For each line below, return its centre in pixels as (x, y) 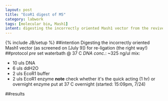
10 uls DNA (24, 63)
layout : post (19, 10)
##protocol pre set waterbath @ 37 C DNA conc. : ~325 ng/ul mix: (73, 53)
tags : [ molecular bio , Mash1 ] (37, 24)
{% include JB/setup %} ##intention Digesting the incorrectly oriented (77, 42)
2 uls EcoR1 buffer (31, 73)
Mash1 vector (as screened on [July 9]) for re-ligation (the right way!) (76, 48)
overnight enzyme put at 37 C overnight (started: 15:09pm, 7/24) (79, 84)
